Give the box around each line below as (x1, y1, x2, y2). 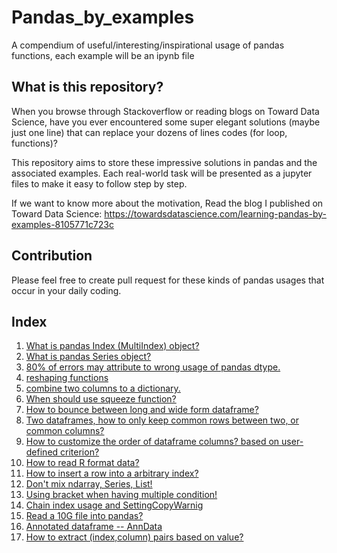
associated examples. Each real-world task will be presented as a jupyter (11, 167, 313, 179)
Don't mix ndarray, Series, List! (25, 478, 153, 490)
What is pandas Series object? (25, 351, 152, 363)
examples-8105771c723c (11, 218, 114, 230)
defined (25, 446, 59, 458)
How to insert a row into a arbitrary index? (25, 467, 199, 480)
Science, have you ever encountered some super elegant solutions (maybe (11, 116, 321, 128)
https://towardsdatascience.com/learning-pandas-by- (104, 207, 327, 220)
